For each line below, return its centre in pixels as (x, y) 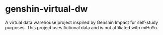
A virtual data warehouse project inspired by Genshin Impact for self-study (81, 22)
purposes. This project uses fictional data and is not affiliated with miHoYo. (81, 27)
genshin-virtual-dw (46, 9)
